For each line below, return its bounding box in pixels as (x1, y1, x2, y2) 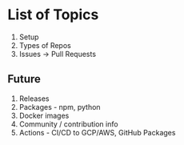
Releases (18, 94, 50, 103)
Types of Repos (18, 40, 71, 50)
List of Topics (7, 6, 99, 24)
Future (7, 72, 42, 86)
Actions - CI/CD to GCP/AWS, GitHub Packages (18, 127, 176, 137)
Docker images (18, 111, 70, 120)
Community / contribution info (18, 119, 118, 129)
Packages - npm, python (18, 102, 101, 111)
